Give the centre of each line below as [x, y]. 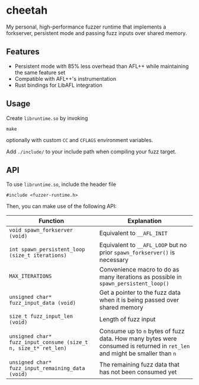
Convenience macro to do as [139, 270]
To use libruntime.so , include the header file [61, 184]
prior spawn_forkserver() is [137, 253]
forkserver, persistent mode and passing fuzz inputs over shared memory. [97, 33]
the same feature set [40, 72]
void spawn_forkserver [41, 230]
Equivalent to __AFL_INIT [133, 233]
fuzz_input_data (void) [43, 303]
